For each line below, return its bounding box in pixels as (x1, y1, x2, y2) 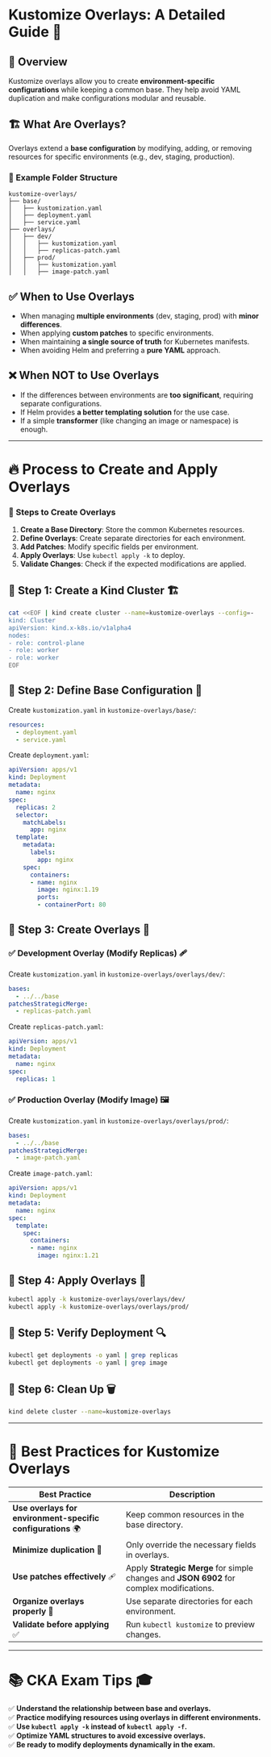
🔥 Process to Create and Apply (8, 460, 218, 478)
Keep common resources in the (126, 1509, 244, 1521)
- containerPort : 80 (37, 901, 106, 909)
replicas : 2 (15, 803, 56, 811)
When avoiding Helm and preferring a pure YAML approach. (19, 345, 221, 355)
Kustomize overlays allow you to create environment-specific (8, 77, 215, 85)
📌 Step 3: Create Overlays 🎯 (8, 923, 151, 937)
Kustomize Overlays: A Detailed (8, 6, 226, 24)
